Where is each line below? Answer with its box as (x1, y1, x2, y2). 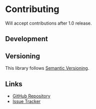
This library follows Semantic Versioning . (5, 65, 89, 71)
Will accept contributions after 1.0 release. (5, 20, 92, 26)
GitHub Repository (12, 93, 51, 99)
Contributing (5, 4, 59, 15)
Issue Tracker (12, 98, 41, 104)
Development (5, 35, 48, 43)
